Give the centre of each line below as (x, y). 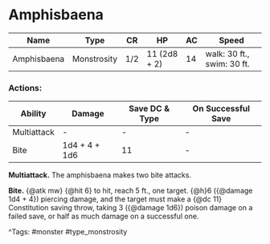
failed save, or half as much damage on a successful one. (104, 216)
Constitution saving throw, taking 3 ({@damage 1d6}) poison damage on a (131, 208)
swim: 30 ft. (228, 63)
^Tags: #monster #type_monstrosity (68, 232)
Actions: (25, 87)
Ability (33, 114)
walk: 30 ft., (227, 54)
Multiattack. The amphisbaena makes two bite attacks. (100, 175)
